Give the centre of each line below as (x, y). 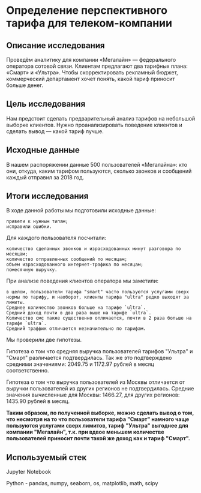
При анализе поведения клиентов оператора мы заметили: (82, 281)
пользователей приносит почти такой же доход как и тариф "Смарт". (98, 438)
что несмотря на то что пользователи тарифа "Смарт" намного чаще (98, 419)
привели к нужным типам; (37, 222)
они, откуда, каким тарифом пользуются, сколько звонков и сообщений (99, 171)
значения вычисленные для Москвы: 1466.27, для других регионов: (93, 395)
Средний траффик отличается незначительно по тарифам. (76, 329)
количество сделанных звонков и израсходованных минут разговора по (94, 249)
